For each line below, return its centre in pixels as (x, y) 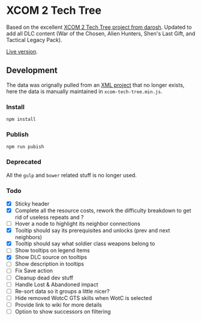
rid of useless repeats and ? (49, 218)
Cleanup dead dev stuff (44, 278)
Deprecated (24, 162)
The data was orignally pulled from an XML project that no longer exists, (95, 85)
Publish (17, 134)
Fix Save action (34, 271)
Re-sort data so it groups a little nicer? (62, 291)
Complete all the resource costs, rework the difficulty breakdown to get (103, 210)
